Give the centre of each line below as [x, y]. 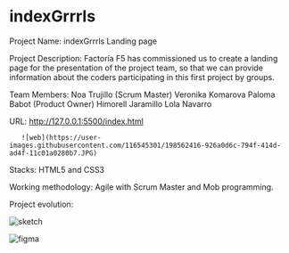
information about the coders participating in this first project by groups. [142, 77]
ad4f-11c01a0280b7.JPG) [54, 153]
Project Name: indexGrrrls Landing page [83, 41]
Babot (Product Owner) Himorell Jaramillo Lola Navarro [111, 103]
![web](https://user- [61, 137]
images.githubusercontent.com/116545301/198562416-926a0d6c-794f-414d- [145, 145]
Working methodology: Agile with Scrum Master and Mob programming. [141, 187]
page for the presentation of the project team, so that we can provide [136, 68]
